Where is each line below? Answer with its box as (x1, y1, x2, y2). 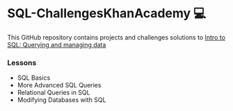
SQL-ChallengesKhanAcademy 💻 (7, 6, 207, 22)
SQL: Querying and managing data (7, 40, 106, 49)
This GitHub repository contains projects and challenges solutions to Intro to (7, 33, 226, 42)
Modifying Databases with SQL (17, 96, 106, 104)
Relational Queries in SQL (17, 88, 90, 97)
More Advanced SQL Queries (17, 81, 102, 89)
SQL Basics (17, 74, 51, 82)
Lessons (7, 58, 37, 67)
